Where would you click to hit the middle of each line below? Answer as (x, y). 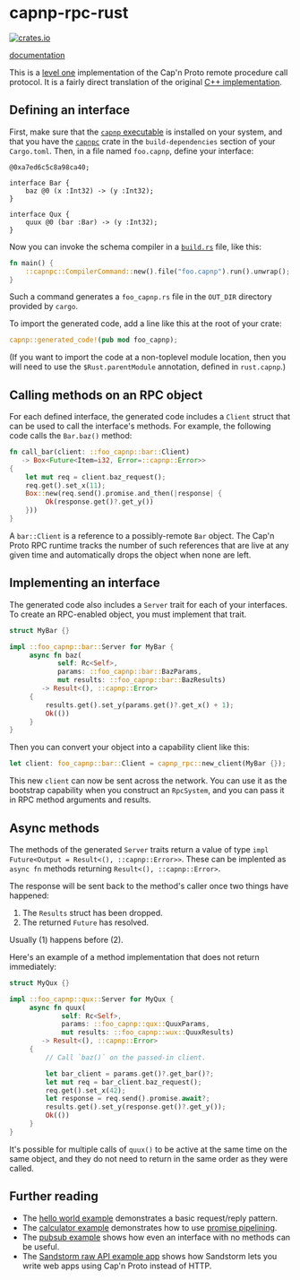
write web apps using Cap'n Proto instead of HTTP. (117, 1266)
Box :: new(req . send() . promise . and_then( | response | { (124, 494)
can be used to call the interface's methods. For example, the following (140, 426)
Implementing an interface (85, 583)
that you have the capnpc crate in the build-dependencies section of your (142, 141)
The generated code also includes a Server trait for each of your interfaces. (149, 604)
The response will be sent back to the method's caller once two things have (149, 886)
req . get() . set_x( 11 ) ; (65, 485)
